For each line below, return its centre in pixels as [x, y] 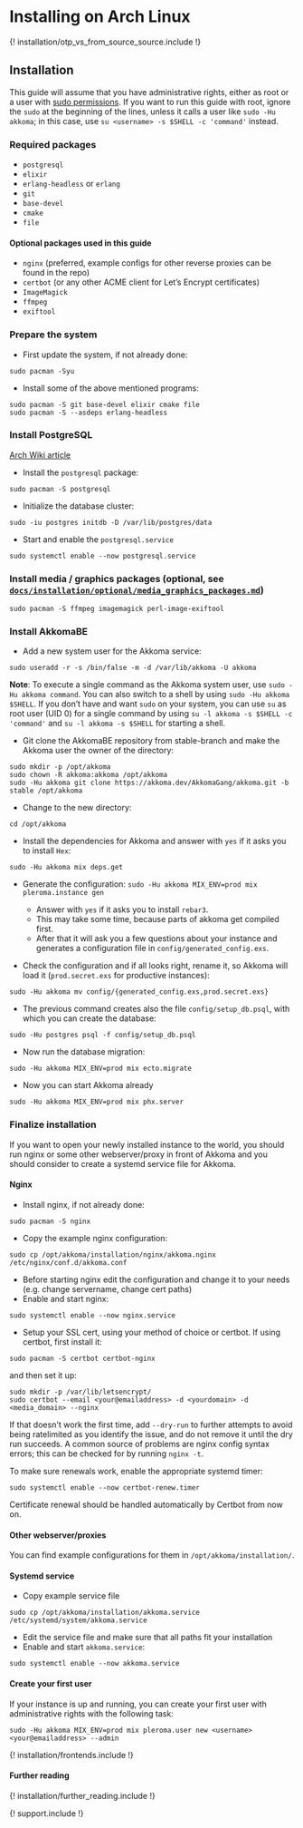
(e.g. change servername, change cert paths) [107, 1288]
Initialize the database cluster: [78, 506]
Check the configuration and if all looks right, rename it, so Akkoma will [155, 966]
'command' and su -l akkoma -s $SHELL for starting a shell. [118, 724]
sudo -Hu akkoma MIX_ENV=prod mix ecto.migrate [101, 1069]
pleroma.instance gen [63, 893]
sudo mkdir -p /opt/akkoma [60, 767]
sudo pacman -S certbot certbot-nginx [82, 1358]
